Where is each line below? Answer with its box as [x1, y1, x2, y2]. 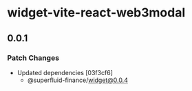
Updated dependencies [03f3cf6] [17, 68, 114, 77]
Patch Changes [7, 53, 60, 63]
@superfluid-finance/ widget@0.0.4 [27, 76, 129, 84]
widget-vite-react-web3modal [7, 5, 186, 21]
